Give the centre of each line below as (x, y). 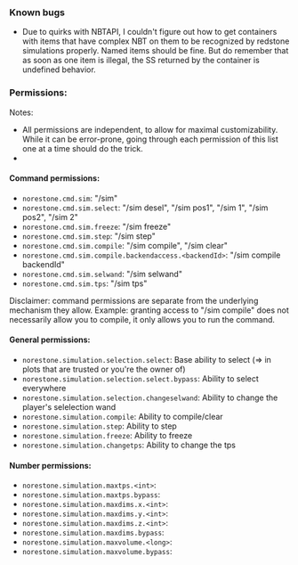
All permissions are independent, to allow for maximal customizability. (150, 129)
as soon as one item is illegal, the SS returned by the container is (141, 61)
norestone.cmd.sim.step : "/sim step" (89, 236)
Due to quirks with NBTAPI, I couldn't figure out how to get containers (149, 32)
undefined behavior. (59, 70)
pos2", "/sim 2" (50, 217)
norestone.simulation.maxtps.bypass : (91, 495)
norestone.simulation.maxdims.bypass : (93, 533)
